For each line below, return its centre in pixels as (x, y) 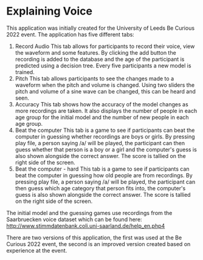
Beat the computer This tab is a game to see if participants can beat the (105, 130)
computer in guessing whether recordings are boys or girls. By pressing (105, 136)
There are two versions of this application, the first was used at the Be (94, 238)
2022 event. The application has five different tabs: (71, 34)
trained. (25, 72)
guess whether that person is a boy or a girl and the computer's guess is (106, 149)
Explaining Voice (50, 11)
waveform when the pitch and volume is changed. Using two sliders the (105, 85)
